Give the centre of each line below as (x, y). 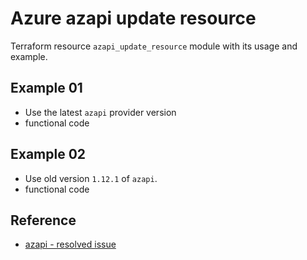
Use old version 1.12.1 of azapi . (91, 178)
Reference (43, 220)
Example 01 (46, 88)
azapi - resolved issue (70, 244)
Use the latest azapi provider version (100, 112)
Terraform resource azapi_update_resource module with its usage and (154, 46)
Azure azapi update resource (133, 18)
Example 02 (48, 154)
